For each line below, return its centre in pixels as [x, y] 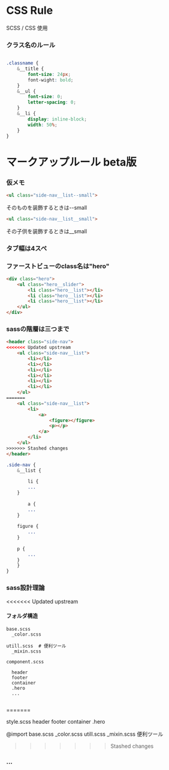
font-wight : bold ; [51, 80]
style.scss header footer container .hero [56, 721]
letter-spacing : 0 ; [52, 102]
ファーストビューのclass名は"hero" [58, 266]
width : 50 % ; [43, 125]
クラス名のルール [31, 45]
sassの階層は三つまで [38, 329]
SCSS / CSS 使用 [27, 28]
